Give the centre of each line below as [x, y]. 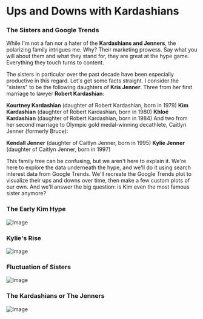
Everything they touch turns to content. [55, 62]
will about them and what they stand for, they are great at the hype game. [98, 56]
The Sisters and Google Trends [53, 30]
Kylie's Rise [24, 238]
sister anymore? [26, 193]
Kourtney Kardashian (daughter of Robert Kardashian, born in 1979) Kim [98, 106]
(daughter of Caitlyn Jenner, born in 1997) [58, 149]
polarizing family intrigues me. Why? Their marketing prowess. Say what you [102, 50]
